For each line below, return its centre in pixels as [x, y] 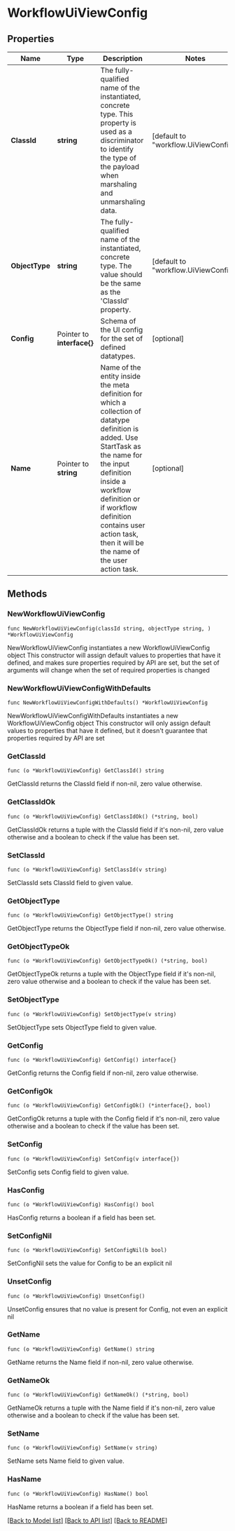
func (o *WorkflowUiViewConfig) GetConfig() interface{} [92, 1060]
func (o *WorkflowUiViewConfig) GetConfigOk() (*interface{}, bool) [109, 1106]
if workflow [119, 508]
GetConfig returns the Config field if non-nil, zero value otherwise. [103, 1073]
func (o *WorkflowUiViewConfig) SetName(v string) [83, 1448]
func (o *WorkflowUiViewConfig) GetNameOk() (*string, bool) [98, 1395]
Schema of [118, 321]
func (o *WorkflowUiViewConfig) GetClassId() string [86, 771]
